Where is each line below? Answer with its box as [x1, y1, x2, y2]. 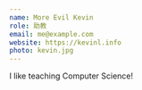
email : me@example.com [9, 29, 94, 38]
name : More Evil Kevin [9, 12, 94, 22]
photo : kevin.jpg [9, 46, 74, 55]
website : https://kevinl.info [9, 37, 122, 47]
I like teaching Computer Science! [9, 70, 134, 81]
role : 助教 [9, 21, 47, 30]
